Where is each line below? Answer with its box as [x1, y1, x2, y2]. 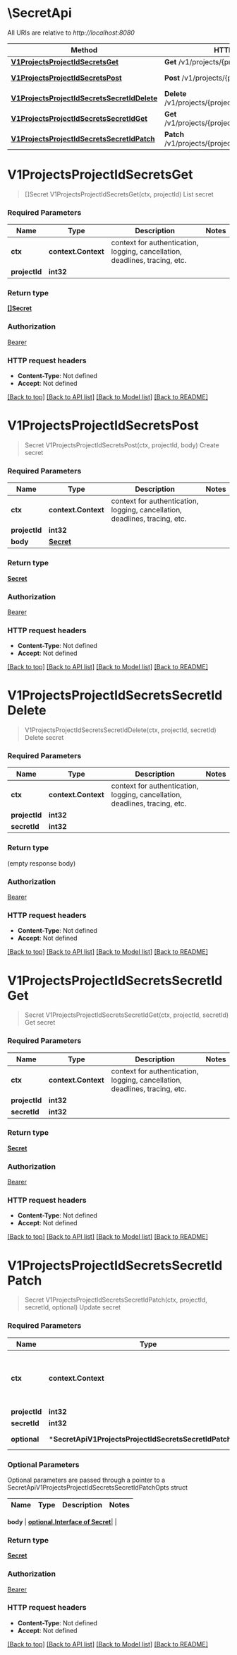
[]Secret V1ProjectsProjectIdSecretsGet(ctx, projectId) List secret [24, 189, 214, 199]
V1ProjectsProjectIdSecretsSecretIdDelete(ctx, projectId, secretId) [24, 726, 217, 734]
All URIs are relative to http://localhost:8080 [7, 28, 135, 37]
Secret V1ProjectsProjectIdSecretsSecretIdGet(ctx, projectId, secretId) [24, 1011, 229, 1019]
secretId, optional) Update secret [24, 1303, 121, 1312]
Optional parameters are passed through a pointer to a [7, 1476, 166, 1484]
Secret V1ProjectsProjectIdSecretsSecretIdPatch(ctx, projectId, [24, 1295, 208, 1304]
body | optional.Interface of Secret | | [7, 1517, 118, 1526]
